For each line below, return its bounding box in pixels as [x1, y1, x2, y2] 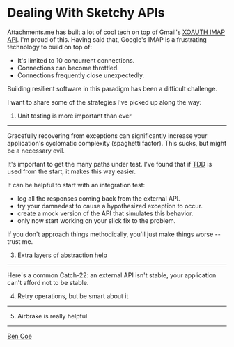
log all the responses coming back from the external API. [17, 194, 180, 203]
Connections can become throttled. [17, 63, 120, 72]
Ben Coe [7, 332, 33, 340]
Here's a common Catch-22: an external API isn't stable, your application [7, 270, 217, 279]
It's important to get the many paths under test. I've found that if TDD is [7, 160, 212, 168]
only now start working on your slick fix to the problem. [17, 216, 176, 224]
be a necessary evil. [7, 146, 65, 155]
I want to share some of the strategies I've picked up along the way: [7, 98, 202, 106]
